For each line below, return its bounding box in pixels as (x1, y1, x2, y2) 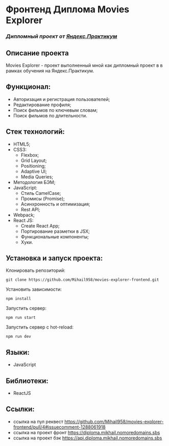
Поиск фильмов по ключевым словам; (13, 107, 98, 113)
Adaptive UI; (20, 168, 47, 174)
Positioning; (20, 163, 46, 169)
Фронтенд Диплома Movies (6, 4, 130, 15)
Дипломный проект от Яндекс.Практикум (6, 33, 117, 40)
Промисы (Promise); (20, 195, 65, 201)
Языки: (6, 348, 30, 357)
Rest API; (20, 206, 40, 212)
